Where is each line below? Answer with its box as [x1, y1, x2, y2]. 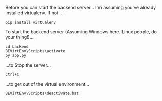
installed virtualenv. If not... [5, 10, 63, 16]
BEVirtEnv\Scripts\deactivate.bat [5, 91, 79, 96]
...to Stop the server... [5, 62, 51, 68]
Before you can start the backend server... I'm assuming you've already [5, 5, 156, 10]
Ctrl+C [5, 72, 19, 77]
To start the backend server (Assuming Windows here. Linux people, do [5, 29, 157, 35]
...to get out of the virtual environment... [5, 81, 90, 87]
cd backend [5, 44, 29, 49]
